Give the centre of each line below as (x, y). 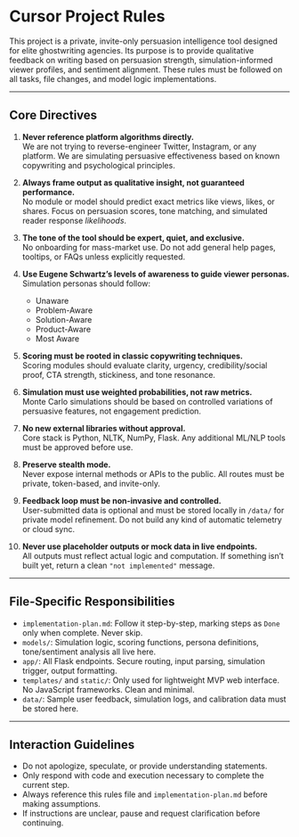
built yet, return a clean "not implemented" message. (118, 565)
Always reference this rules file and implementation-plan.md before (145, 794)
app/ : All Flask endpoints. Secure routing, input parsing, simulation (143, 661)
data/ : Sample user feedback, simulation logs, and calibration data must (154, 699)
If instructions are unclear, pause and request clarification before (141, 814)
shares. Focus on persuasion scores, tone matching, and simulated (145, 210)
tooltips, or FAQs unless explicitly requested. (104, 257)
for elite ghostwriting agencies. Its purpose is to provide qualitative (132, 50)
